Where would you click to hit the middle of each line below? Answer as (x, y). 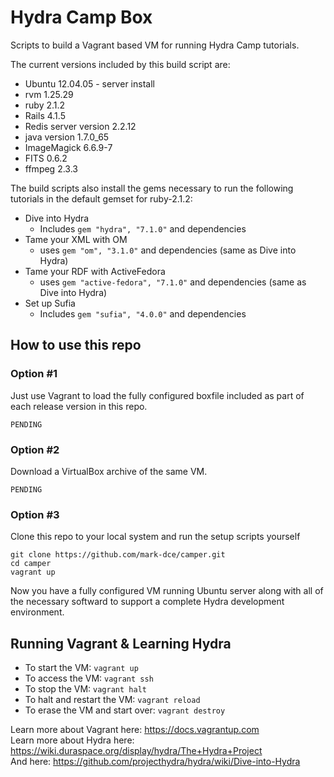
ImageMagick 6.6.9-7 (68, 147)
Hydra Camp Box (81, 17)
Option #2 (35, 449)
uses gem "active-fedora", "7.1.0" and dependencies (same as (173, 282)
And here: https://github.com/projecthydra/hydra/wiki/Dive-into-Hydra (155, 762)
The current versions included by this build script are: (120, 64)
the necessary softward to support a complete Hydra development (147, 602)
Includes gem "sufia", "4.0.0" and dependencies (143, 313)
